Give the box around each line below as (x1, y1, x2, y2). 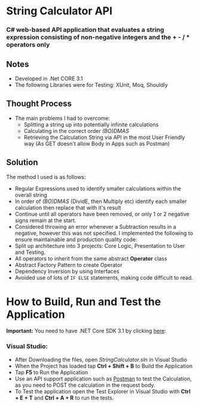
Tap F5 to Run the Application (14, 368, 88, 375)
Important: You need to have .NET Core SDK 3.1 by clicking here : (6, 328, 166, 335)
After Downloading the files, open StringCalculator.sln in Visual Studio (14, 356, 187, 363)
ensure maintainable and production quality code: (14, 235, 137, 243)
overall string (14, 191, 48, 198)
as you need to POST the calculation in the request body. (14, 381, 155, 389)
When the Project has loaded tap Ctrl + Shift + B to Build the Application (14, 362, 193, 369)
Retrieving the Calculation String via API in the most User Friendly (23, 134, 185, 141)
